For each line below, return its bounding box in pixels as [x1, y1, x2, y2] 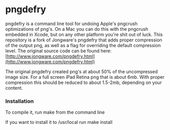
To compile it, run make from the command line [5, 109, 105, 116]
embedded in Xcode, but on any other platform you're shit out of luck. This [5, 31, 163, 37]
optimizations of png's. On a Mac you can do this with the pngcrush [5, 26, 148, 32]
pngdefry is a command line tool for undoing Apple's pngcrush [5, 20, 138, 27]
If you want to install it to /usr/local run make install [5, 119, 113, 125]
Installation [5, 97, 34, 104]
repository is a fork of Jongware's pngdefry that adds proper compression [5, 37, 162, 43]
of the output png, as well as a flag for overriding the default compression [5, 42, 161, 48]
